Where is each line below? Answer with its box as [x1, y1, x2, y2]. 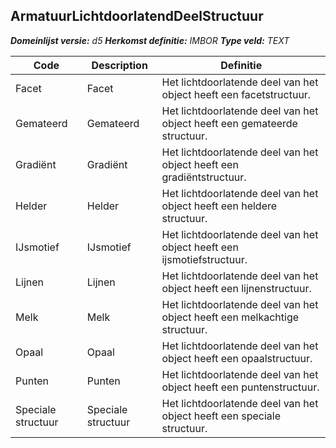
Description [91, 58, 148, 72]
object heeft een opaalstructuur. [161, 351, 313, 365]
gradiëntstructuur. [161, 170, 247, 184]
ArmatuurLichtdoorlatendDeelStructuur [10, 8, 264, 25]
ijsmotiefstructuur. [161, 252, 248, 266]
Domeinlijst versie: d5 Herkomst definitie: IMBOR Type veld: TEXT [10, 34, 290, 46]
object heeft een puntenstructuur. [161, 380, 320, 394]
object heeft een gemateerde [161, 116, 298, 130]
